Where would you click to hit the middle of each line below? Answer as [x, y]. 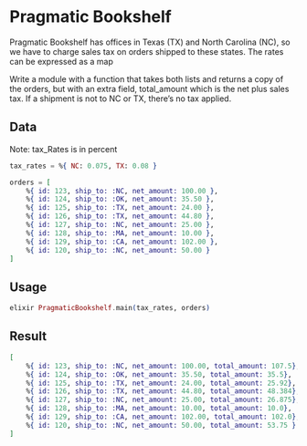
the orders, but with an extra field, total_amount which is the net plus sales [149, 88]
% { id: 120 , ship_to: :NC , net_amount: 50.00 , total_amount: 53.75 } [161, 425]
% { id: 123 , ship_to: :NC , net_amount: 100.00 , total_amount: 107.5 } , [163, 366]
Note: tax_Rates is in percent [64, 149]
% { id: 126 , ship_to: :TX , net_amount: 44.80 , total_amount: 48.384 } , [163, 391]
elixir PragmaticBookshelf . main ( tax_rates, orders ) [110, 308]
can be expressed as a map [62, 61]
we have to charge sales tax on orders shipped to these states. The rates [147, 51]
